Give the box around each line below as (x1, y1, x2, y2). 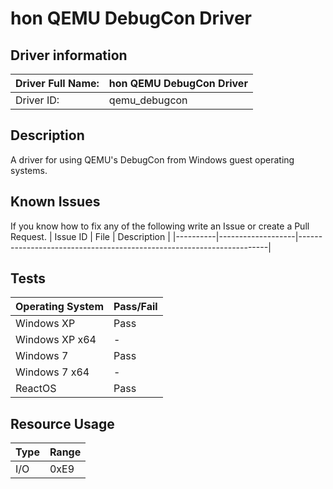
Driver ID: (15, 93, 60, 107)
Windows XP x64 (15, 333, 97, 347)
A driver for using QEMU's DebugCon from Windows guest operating (10, 153, 295, 166)
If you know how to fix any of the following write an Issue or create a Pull (10, 220, 310, 232)
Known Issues (10, 193, 101, 211)
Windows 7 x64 (15, 365, 90, 379)
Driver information (10, 47, 128, 64)
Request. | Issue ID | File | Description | (10, 230, 171, 242)
